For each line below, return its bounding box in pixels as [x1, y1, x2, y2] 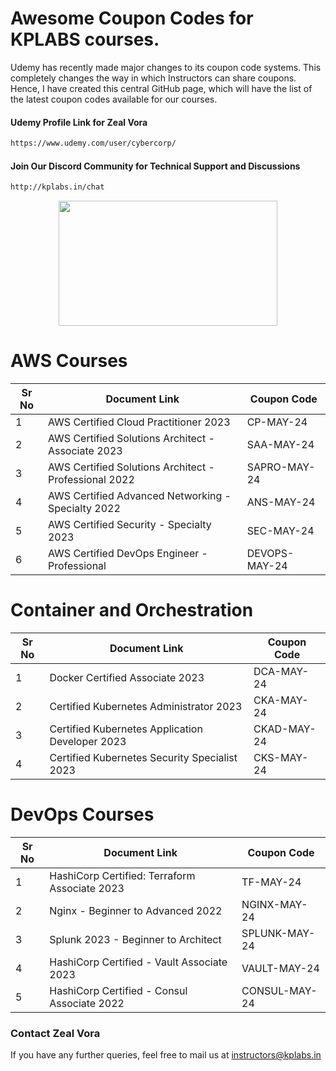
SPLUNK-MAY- [241, 926, 316, 940]
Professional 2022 [47, 473, 135, 487]
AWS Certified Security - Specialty [47, 518, 212, 532]
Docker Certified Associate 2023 [49, 670, 205, 684]
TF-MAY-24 [241, 875, 302, 889]
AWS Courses [10, 350, 128, 372]
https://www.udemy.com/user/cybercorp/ [10, 138, 177, 149]
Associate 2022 [49, 996, 125, 1010]
